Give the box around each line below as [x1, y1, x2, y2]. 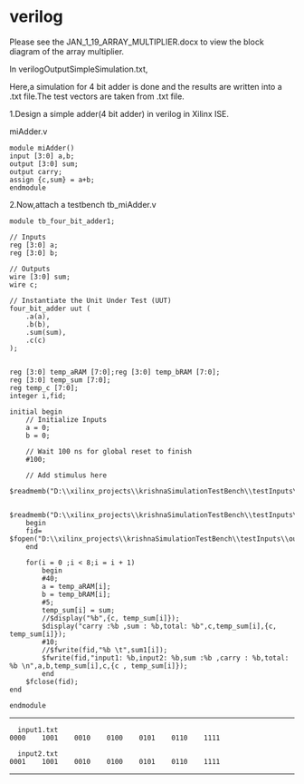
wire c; [9, 279, 39, 289]
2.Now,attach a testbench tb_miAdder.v [9, 199, 157, 210]
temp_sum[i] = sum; [42, 605, 116, 614]
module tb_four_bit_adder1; [9, 216, 116, 226]
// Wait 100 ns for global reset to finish [25, 446, 193, 456]
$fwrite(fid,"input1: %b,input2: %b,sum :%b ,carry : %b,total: [42, 653, 290, 662]
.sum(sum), [25, 328, 67, 337]
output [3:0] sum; [9, 159, 79, 169]
